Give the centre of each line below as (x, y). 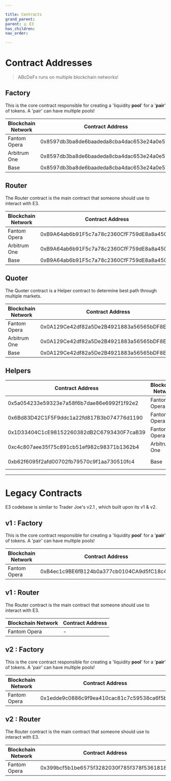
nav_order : (17, 34)
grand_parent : (20, 19)
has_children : (20, 29)
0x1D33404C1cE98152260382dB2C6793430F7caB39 (77, 432)
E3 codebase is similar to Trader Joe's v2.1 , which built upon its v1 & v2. (81, 507)
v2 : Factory (25, 650)
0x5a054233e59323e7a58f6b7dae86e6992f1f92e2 (73, 403)
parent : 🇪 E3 (20, 24)
